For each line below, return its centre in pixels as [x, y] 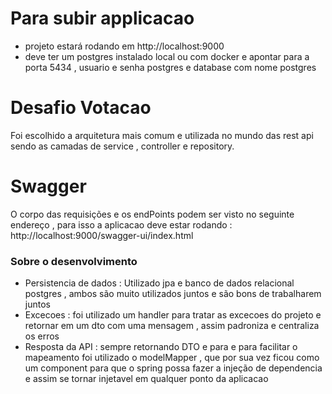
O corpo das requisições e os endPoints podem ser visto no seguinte [152, 214]
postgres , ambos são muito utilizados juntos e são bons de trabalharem [173, 294]
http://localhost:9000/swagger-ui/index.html [102, 235]
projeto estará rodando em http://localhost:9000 [124, 46]
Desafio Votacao [81, 108]
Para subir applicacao [102, 18]
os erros [42, 336]
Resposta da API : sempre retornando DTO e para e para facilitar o [161, 347]
